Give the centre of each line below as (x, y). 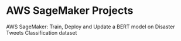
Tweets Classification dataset (42, 32)
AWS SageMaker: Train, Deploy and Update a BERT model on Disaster (90, 27)
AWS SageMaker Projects (70, 11)
